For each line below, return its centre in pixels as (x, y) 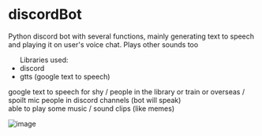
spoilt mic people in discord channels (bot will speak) (95, 100)
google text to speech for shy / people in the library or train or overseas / (127, 91)
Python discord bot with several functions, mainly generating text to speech (131, 36)
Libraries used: (44, 60)
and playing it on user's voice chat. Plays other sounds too (103, 44)
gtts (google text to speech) (65, 76)
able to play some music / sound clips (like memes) (92, 108)
